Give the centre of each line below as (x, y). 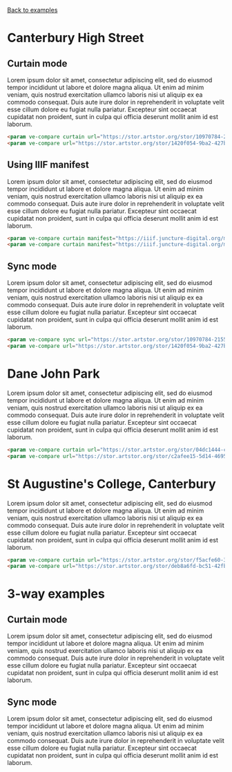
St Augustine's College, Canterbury (112, 484)
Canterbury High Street (76, 38)
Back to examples (32, 10)
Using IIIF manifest (48, 165)
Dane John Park (54, 374)
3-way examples (56, 594)
